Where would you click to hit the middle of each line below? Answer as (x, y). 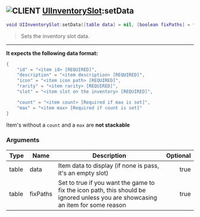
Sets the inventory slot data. (55, 36)
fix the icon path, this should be (102, 190)
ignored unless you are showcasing (108, 197)
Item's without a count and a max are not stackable (68, 125)
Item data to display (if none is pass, (109, 165)
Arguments (23, 140)
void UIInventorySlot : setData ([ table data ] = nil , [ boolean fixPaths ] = (98, 24)
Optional (178, 155)
